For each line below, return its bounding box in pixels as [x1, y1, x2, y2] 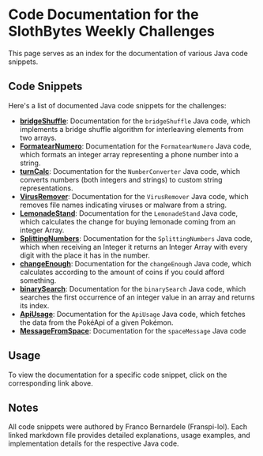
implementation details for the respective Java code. [8, 439, 179, 448]
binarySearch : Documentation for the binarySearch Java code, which [19, 284, 246, 293]
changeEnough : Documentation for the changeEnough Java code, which [19, 258, 252, 268]
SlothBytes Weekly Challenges [8, 22, 216, 40]
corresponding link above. [8, 378, 93, 388]
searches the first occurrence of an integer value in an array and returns [19, 292, 255, 302]
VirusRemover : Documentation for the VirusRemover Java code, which [19, 191, 249, 201]
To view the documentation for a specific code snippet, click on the [8, 370, 227, 379]
